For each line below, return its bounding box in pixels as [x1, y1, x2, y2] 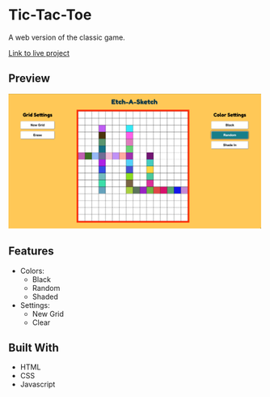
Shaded [32, 292, 59, 301]
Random [32, 283, 61, 292]
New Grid [32, 309, 65, 318]
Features [8, 245, 54, 258]
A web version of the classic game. [8, 32, 125, 42]
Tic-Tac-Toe [8, 6, 92, 24]
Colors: [19, 266, 44, 275]
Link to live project [8, 48, 70, 58]
